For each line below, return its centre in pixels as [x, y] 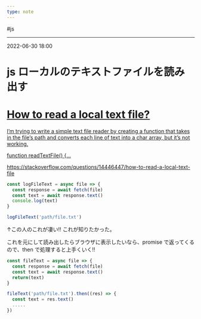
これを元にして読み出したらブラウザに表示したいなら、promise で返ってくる [101, 242]
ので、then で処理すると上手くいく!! [51, 249]
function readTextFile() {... [39, 155]
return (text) [28, 277]
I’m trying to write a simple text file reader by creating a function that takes [98, 131]
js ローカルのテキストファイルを [86, 72]
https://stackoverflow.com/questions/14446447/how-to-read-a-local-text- [98, 167]
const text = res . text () [43, 299]
